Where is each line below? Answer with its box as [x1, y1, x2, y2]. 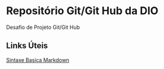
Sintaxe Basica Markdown [6, 56, 70, 63]
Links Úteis [6, 41, 49, 51]
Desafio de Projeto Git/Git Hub [6, 24, 80, 31]
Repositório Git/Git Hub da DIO [6, 4, 159, 18]
